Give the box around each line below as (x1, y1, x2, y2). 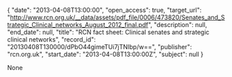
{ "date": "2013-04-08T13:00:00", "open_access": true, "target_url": (7, 6, 202, 14)
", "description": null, (148, 21, 208, 28)
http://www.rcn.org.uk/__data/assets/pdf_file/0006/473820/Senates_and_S (10, 13, 225, 22)
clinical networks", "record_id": (7, 35, 96, 44)
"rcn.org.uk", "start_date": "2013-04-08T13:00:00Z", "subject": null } (7, 50, 204, 58)
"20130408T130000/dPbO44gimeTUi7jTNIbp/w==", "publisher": (7, 43, 192, 51)
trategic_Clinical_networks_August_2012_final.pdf (7, 21, 149, 28)
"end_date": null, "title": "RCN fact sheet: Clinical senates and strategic (7, 28, 210, 36)
